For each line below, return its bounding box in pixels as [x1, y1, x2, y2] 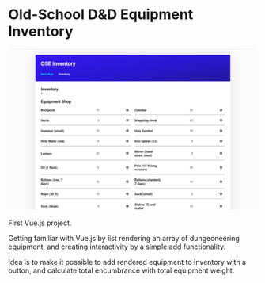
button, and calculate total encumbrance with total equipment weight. [8, 266, 235, 275]
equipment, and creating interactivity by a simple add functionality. [8, 242, 226, 251]
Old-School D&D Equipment [8, 6, 194, 24]
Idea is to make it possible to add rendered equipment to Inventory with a [8, 257, 247, 266]
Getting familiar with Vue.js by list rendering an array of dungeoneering [8, 233, 240, 243]
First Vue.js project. [8, 218, 72, 228]
